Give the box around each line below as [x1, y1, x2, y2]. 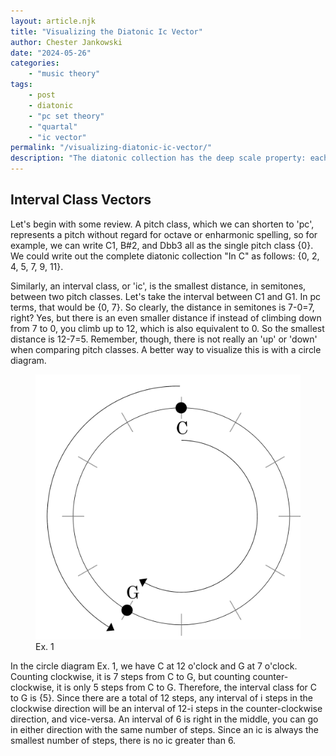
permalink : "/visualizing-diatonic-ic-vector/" [10, 143, 213, 153]
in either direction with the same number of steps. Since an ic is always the [10, 723, 319, 735]
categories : [10, 58, 60, 69]
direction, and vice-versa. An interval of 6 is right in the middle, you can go [10, 713, 319, 725]
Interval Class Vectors [10, 191, 152, 209]
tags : [10, 80, 33, 90]
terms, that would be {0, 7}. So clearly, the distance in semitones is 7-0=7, [10, 301, 315, 313]
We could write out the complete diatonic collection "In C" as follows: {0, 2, [10, 250, 320, 262]
